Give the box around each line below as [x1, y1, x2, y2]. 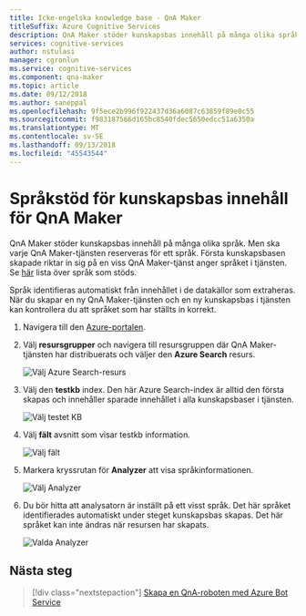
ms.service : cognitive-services [9, 65, 132, 74]
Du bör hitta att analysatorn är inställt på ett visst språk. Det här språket [22, 499, 291, 510]
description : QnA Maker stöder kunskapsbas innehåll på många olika [9, 30, 275, 39]
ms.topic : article [9, 81, 79, 90]
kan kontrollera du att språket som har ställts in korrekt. [9, 303, 217, 314]
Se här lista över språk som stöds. [9, 266, 138, 278]
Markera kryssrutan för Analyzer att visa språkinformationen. [22, 464, 253, 475]
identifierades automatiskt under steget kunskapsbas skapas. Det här [22, 509, 284, 520]
